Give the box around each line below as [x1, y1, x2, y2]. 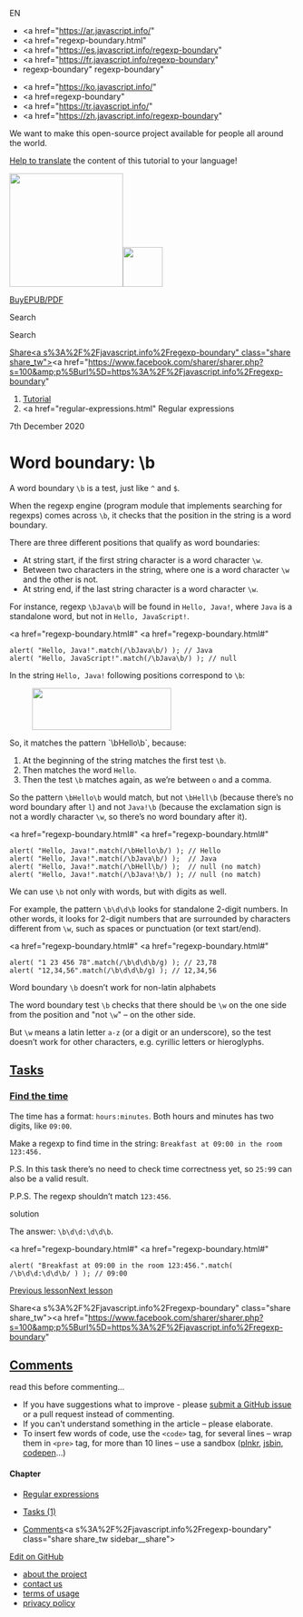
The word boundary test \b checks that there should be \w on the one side [9, 999, 288, 1011]
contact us [22, 1578, 64, 1589]
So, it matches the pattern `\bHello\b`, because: [9, 737, 187, 748]
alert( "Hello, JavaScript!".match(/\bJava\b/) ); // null [9, 654, 238, 663]
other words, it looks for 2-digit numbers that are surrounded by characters [9, 912, 291, 924]
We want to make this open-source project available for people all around [9, 128, 284, 139]
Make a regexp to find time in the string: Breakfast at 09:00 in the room [9, 1138, 283, 1149]
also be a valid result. [9, 1173, 89, 1184]
